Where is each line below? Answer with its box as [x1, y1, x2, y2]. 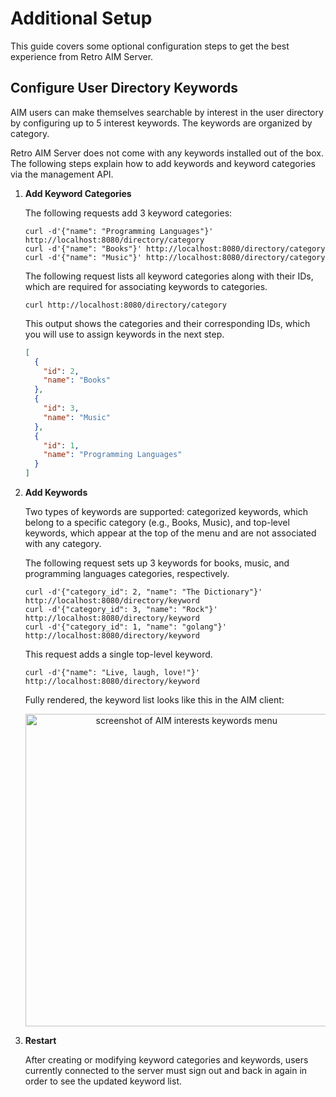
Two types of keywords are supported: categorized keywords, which [24, 506, 308, 517]
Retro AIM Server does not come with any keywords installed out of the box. [10, 147, 324, 159]
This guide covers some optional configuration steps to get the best [10, 40, 290, 52]
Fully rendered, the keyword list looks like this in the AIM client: [24, 694, 285, 706]
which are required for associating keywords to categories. [24, 280, 268, 292]
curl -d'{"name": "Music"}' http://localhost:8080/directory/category [24, 252, 326, 262]
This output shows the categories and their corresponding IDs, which [24, 317, 311, 329]
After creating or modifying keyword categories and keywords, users [24, 1054, 309, 1066]
